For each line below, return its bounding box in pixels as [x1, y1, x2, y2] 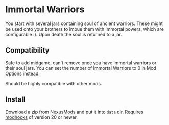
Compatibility [5, 46, 50, 55]
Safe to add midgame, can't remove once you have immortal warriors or [5, 60, 157, 66]
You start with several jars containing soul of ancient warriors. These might [5, 20, 163, 27]
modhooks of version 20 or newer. [5, 114, 78, 120]
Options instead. [5, 70, 40, 77]
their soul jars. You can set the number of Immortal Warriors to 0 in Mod [5, 65, 157, 71]
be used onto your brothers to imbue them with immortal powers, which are [5, 26, 164, 32]
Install [5, 95, 26, 104]
